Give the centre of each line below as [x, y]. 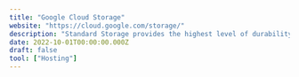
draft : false [33, 50]
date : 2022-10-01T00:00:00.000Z [69, 42]
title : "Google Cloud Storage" [67, 17]
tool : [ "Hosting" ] [43, 58]
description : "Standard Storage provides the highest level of [129, 34]
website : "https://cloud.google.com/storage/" [97, 26]
